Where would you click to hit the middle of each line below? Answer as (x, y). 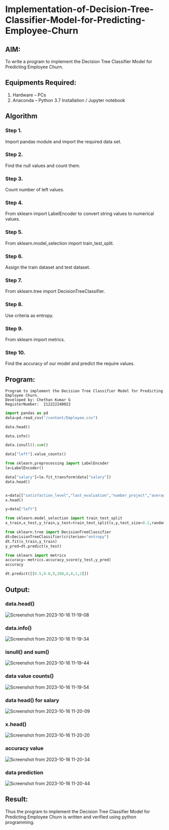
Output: (18, 589)
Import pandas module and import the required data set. (63, 141)
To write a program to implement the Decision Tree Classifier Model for (79, 61)
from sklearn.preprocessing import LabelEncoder (57, 463)
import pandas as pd (27, 413)
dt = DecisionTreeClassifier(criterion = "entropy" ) (57, 537)
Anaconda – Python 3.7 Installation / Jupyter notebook (69, 100)
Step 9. (14, 328)
